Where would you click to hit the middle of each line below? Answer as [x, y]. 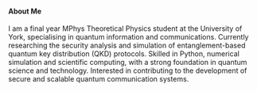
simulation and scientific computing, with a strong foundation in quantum [128, 63]
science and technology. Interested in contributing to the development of [128, 70]
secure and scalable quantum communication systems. [99, 79]
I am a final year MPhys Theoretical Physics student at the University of [125, 28]
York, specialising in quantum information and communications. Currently [128, 37]
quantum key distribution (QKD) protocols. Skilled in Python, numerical [124, 54]
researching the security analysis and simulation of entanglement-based [127, 45]
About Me [25, 11]
